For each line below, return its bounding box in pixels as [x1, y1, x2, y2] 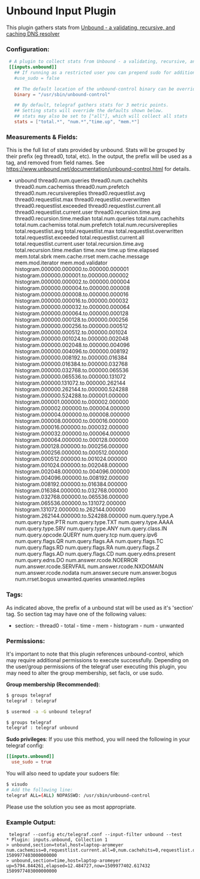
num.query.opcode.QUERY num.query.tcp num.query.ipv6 [14, 531, 158, 538]
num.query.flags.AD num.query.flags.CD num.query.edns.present [14, 550, 176, 557]
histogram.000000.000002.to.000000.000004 [14, 278, 130, 285]
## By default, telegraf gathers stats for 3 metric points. [14, 102, 169, 108]
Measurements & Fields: [6, 133, 78, 141]
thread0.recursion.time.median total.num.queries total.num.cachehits [14, 215, 185, 222]
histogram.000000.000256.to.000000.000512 [14, 323, 129, 330]
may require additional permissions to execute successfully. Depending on [6, 656, 189, 663]
